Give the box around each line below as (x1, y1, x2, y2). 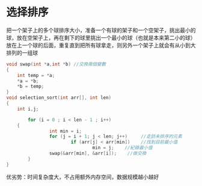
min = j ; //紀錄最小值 (92, 145, 153, 151)
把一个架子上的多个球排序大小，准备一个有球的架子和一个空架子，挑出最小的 (6, 26, 196, 34)
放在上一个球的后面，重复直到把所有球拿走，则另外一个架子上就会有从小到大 (6, 42, 196, 49)
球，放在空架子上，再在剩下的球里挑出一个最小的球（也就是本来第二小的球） (6, 34, 196, 41)
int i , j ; (17, 106, 39, 112)
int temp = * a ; (17, 72, 55, 78)
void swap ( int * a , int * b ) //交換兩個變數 (6, 61, 106, 67)
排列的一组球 (6, 49, 38, 56)
